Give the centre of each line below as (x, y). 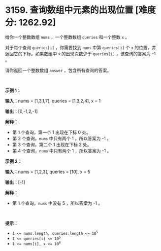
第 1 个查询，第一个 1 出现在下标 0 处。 (51, 132)
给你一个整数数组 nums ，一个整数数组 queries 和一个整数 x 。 (67, 37)
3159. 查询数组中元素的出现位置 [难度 (80, 10)
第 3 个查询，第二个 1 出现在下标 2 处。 (52, 144)
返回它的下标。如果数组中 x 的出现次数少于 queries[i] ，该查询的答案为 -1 (80, 54)
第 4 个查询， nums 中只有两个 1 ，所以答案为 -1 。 (62, 150)
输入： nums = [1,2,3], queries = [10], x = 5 (48, 172)
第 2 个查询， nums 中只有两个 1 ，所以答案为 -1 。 (62, 138)
